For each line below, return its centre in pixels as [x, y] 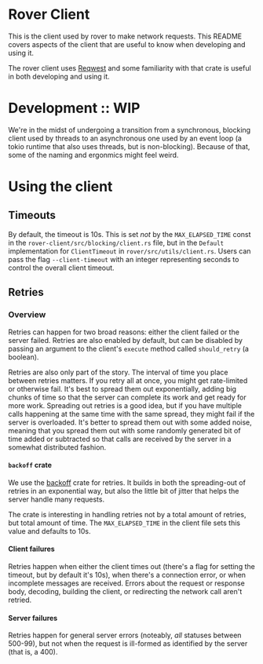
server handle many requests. [56, 499]
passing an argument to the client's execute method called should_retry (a [129, 348]
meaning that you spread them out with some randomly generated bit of [124, 430]
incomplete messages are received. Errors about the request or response [126, 583]
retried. [20, 600]
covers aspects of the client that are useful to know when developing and [127, 44]
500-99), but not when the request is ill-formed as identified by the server [128, 644]
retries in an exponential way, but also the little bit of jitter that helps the [124, 491]
